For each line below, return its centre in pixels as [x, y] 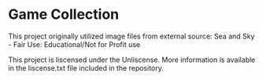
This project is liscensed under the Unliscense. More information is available [132, 60]
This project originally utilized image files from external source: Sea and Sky [131, 36]
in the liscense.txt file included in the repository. [86, 67]
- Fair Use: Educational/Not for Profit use [74, 44]
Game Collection [64, 15]
